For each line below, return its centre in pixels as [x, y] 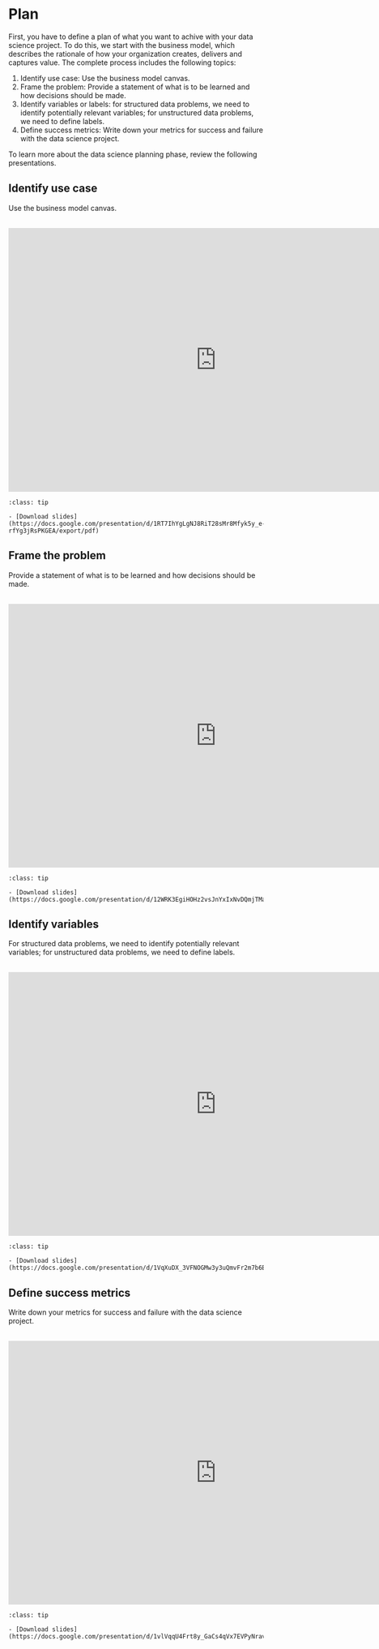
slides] [65, 516]
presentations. [32, 162]
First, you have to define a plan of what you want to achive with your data [131, 37]
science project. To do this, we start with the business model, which [121, 45]
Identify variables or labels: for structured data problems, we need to [134, 104]
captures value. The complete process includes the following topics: [122, 62]
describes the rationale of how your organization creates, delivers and [126, 54]
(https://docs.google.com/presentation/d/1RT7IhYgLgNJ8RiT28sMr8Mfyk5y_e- [137, 523]
